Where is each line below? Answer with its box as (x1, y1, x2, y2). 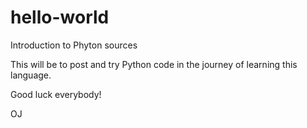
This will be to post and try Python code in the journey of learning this (10, 58, 298, 70)
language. (10, 69, 52, 81)
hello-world (10, 6, 110, 29)
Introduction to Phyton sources (10, 39, 138, 51)
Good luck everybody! (10, 88, 102, 100)
